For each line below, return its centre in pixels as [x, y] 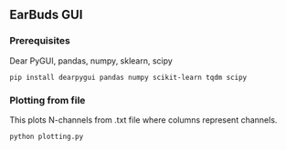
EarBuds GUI [46, 15]
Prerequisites [40, 41]
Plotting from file [48, 100]
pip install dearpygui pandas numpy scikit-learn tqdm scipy [128, 77]
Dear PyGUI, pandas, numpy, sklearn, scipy [91, 60]
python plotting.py [47, 136]
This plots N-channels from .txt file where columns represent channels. [143, 120]
